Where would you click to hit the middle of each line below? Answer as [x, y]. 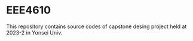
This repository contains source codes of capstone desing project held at [96, 26]
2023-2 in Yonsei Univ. [34, 32]
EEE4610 [29, 10]
